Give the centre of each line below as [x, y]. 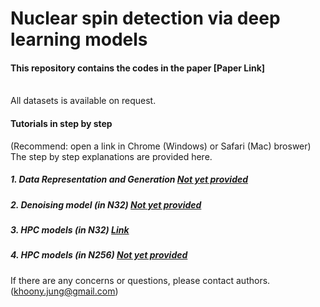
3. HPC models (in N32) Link [70, 229]
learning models [79, 39]
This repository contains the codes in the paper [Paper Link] [138, 68]
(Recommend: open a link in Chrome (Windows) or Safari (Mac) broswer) [161, 146]
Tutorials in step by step [61, 123]
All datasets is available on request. [83, 101]
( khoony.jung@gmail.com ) [64, 291]
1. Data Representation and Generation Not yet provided [129, 179]
